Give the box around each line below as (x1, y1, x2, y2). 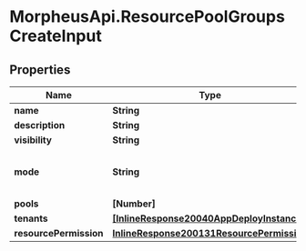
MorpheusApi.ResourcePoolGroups (9, 6, 285, 27)
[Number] (112, 197, 157, 210)
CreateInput (9, 25, 102, 46)
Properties (9, 62, 71, 77)
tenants (14, 212, 48, 225)
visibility (14, 134, 53, 146)
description (14, 119, 66, 131)
